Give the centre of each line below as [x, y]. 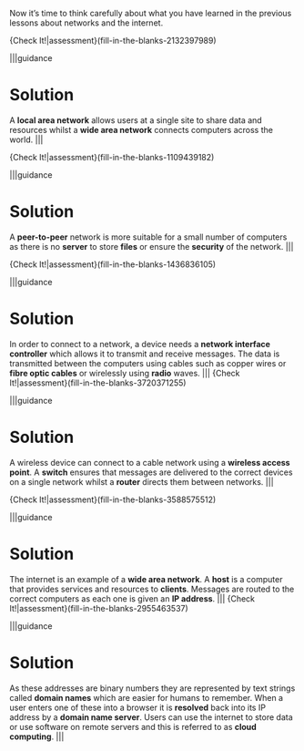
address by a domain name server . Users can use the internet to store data [151, 717]
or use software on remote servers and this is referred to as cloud [133, 726]
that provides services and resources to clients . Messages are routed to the [152, 589]
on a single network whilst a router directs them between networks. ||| [142, 481]
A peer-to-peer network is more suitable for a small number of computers [148, 237]
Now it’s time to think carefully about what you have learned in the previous [151, 13]
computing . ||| [37, 736]
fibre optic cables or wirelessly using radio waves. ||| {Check [125, 373]
